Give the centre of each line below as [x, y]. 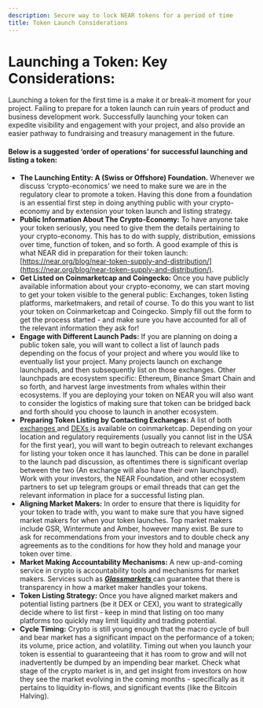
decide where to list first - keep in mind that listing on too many [122, 612]
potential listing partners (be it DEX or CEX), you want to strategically [131, 603]
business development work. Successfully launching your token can [119, 117]
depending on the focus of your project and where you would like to [129, 353]
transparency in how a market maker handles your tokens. [113, 587]
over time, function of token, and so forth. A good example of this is [129, 244]
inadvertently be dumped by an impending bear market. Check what [130, 662]
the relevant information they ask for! [79, 328]
